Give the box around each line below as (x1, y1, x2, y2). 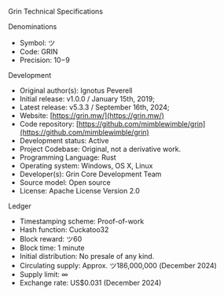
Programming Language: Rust (19, 153, 116, 162)
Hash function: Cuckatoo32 (19, 225, 109, 234)
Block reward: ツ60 (19, 234, 83, 243)
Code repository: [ (19, 120, 79, 128)
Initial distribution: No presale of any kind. (19, 252, 155, 260)
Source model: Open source (19, 178, 112, 187)
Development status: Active (19, 136, 109, 145)
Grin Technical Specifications (8, 7, 104, 16)
